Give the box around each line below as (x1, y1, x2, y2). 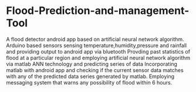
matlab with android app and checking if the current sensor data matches (6, 66, 184, 73)
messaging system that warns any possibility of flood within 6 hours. (6, 79, 173, 86)
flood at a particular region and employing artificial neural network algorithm (6, 54, 191, 61)
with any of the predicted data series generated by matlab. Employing (6, 73, 175, 80)
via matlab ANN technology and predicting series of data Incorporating (6, 60, 178, 68)
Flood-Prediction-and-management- (6, 4, 190, 17)
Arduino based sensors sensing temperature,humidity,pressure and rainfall (6, 42, 187, 49)
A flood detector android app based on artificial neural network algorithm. (6, 36, 184, 43)
